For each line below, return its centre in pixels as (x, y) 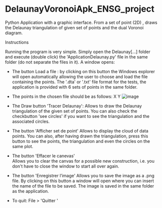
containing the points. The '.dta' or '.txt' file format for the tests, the (79, 82)
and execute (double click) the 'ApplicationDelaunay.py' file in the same (76, 57)
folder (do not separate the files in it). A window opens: (60, 62)
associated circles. (31, 121)
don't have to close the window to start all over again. (65, 166)
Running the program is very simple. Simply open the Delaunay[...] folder (78, 52)
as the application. (31, 191)
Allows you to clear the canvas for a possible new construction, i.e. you (83, 161)
